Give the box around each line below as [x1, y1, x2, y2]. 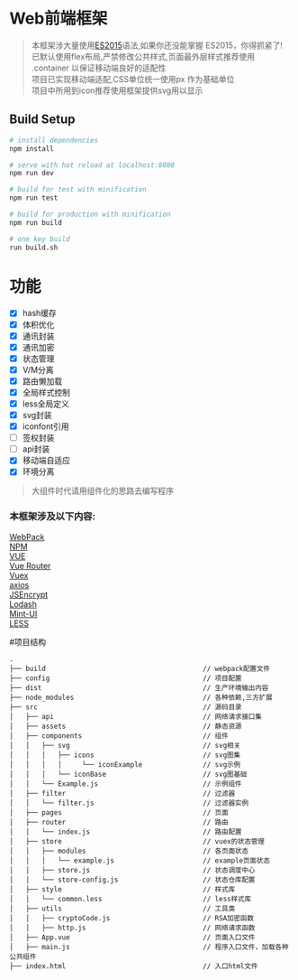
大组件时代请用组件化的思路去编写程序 [31, 485, 174, 497]
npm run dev [9, 169, 54, 178]
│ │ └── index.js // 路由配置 [9, 827, 242, 836]
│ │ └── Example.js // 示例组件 [9, 779, 242, 789]
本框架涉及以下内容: [9, 510, 96, 523]
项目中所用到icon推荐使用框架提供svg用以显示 [31, 85, 203, 96]
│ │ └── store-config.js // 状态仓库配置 [9, 875, 256, 884]
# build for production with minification [9, 210, 171, 219]
